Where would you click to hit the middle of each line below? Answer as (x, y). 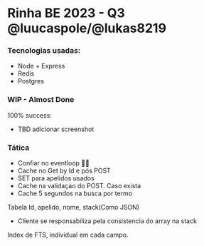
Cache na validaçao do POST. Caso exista (79, 186)
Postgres (31, 81)
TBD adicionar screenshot (56, 129)
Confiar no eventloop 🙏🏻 (54, 163)
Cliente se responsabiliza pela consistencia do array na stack (107, 221)
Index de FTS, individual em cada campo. (68, 235)
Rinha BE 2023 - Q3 (66, 13)
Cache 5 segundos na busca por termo (75, 193)
